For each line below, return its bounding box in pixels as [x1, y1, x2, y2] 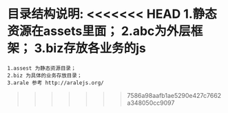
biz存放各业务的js [45, 40, 147, 56]
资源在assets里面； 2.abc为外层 [7, 23, 191, 39]
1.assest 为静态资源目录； [7, 64, 76, 72]
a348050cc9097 [127, 99, 175, 107]
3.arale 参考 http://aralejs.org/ [7, 79, 105, 86]
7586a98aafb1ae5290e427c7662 [127, 91, 222, 99]
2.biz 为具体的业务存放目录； [7, 72, 83, 79]
